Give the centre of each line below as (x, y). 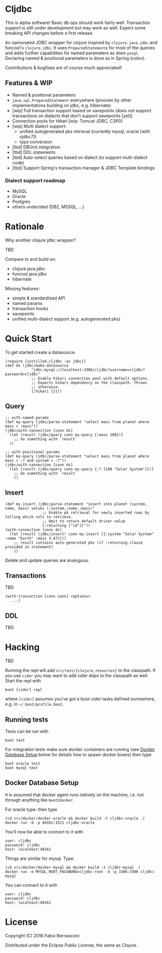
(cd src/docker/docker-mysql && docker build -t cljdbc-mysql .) (73, 867)
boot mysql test (21, 768)
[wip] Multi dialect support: (39, 126)
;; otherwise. (45, 387)
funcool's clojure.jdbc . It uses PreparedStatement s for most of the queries (80, 48)
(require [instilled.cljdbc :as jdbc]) (46, 361)
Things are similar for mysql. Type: (40, 858)
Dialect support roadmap (35, 180)
